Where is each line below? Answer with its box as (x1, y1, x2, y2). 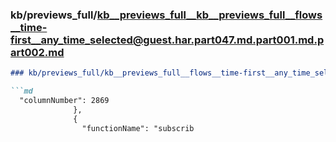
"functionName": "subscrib (81, 123, 195, 133)
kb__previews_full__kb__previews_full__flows (96, 8, 323, 22)
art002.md (10, 45, 65, 59)
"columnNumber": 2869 (19, 96, 110, 106)
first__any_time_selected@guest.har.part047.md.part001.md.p (10, 33, 325, 47)
